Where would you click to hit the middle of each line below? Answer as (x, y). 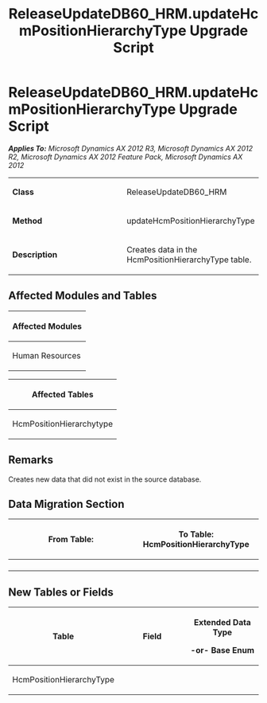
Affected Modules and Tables (83, 296)
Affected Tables (62, 394)
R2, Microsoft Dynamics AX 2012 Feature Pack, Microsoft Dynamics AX (126, 157)
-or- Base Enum (222, 650)
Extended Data (222, 623)
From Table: (71, 540)
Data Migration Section (66, 504)
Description (35, 254)
